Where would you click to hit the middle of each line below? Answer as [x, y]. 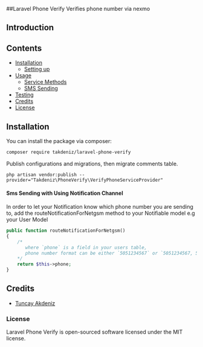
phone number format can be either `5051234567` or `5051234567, [109, 253]
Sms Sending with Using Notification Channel [65, 193]
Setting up [37, 69]
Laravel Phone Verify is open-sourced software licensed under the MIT [95, 332]
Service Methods [45, 82]
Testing [24, 95]
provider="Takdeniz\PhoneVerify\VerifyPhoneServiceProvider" [85, 180]
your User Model [27, 220]
